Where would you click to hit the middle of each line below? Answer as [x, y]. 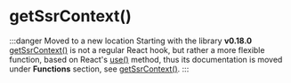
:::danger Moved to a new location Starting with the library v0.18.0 [130, 41]
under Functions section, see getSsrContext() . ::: [99, 69]
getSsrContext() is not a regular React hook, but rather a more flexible [137, 49]
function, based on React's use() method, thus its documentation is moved [146, 59]
